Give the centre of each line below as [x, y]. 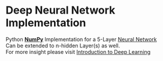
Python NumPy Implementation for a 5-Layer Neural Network [81, 39]
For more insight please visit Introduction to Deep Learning [78, 52]
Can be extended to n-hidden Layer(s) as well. [63, 46]
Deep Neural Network [61, 10]
